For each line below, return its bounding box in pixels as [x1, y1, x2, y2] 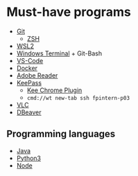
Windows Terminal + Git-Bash [16, 49, 102, 58]
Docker [16, 64, 38, 72]
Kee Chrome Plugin [26, 86, 83, 94]
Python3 [16, 154, 41, 162]
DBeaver [16, 108, 42, 116]
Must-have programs [6, 4, 131, 20]
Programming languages [6, 128, 116, 140]
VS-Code [16, 56, 44, 64]
